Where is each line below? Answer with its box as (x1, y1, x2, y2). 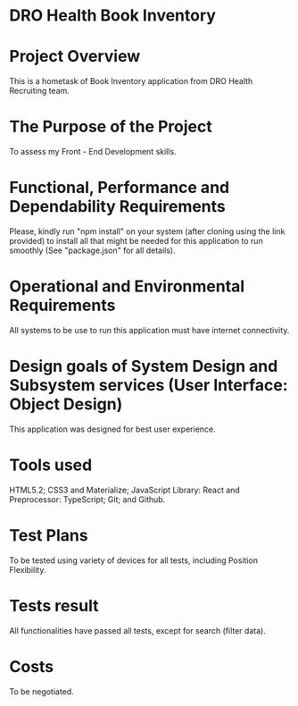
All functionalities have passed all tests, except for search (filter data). (9, 625, 266, 635)
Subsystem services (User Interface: (9, 375, 288, 396)
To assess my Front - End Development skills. (9, 147, 177, 157)
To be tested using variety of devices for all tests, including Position (9, 555, 259, 566)
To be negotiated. (9, 685, 74, 697)
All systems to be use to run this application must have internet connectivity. (9, 324, 290, 335)
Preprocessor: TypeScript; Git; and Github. (9, 493, 166, 505)
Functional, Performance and (9, 178, 230, 198)
